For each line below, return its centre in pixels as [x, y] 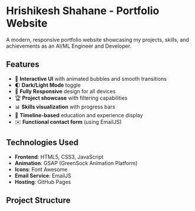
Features [23, 65]
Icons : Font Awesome [41, 169]
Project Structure [38, 200]
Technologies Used [42, 143]
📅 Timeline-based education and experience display [79, 115]
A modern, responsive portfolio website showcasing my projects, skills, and [98, 39]
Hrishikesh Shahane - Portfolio [83, 11]
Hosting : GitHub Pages [43, 182]
